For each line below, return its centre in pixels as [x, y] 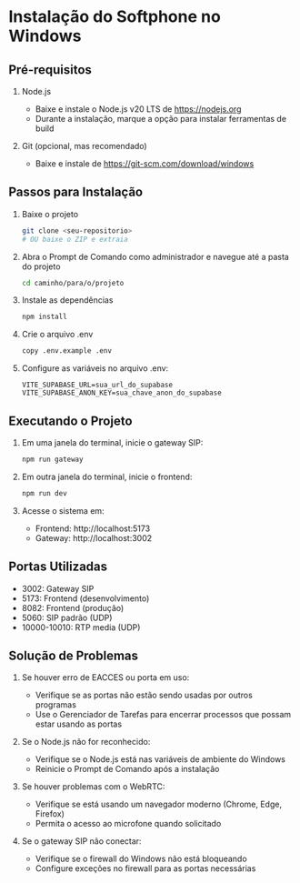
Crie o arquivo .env [57, 335]
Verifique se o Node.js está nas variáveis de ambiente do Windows [160, 759]
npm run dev [44, 493]
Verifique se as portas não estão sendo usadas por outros [144, 695]
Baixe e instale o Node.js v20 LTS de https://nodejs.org [138, 109]
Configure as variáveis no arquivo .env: [95, 368]
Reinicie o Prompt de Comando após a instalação [127, 769]
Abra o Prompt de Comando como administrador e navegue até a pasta [155, 256]
